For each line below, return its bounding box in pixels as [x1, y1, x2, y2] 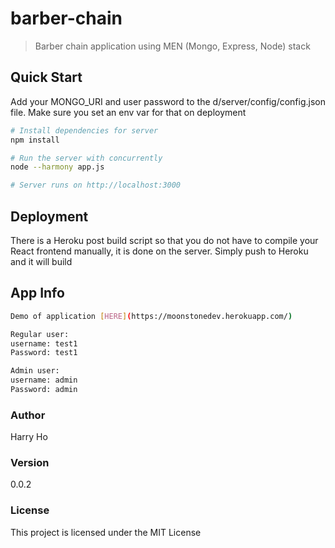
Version [10, 456, 50, 470]
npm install [10, 135, 60, 145]
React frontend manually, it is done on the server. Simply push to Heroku [10, 245, 309, 257]
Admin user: [10, 366, 60, 376]
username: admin [10, 375, 78, 386]
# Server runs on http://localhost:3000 [10, 180, 182, 191]
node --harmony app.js [10, 162, 105, 172]
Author [10, 408, 46, 422]
